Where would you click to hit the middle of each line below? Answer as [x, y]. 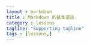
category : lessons [31, 23]
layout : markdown [29, 12]
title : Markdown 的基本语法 [40, 17]
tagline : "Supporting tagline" [45, 28]
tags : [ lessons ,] [29, 34]
